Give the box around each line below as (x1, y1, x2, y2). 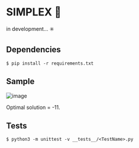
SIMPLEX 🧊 (6, 5, 62, 19)
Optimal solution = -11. (6, 104, 60, 111)
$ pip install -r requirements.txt (6, 60, 94, 66)
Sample (6, 76, 35, 86)
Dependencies (6, 44, 61, 55)
